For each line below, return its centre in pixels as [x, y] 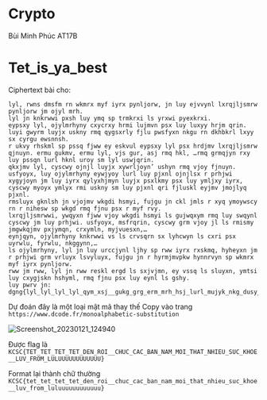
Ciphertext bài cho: [40, 90]
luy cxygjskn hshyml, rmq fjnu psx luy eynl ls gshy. [99, 278]
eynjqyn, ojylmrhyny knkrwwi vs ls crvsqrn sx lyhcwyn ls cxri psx [122, 236]
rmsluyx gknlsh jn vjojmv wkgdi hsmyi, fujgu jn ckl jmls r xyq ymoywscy [133, 202]
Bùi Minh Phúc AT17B [43, 36]
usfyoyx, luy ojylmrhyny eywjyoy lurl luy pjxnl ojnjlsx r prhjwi [120, 174]
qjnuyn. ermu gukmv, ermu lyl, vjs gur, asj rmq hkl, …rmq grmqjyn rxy [129, 153]
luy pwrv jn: [30, 285]
